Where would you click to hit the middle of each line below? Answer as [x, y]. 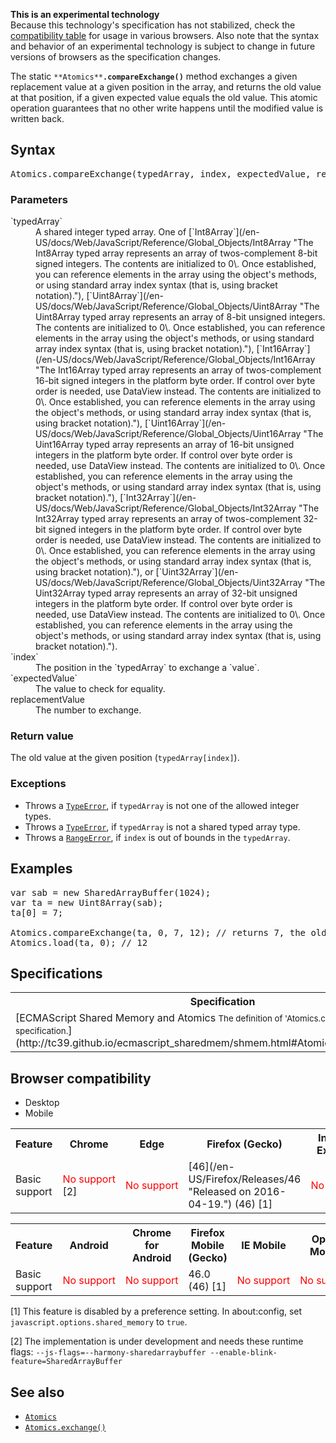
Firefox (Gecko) [244, 1144]
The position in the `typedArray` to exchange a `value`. [147, 668]
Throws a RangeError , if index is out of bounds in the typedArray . [157, 837]
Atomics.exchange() [65, 1427]
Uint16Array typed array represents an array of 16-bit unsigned [165, 445]
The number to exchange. [88, 710]
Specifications [56, 973]
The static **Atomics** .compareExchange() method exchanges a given [154, 76]
